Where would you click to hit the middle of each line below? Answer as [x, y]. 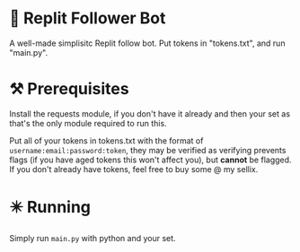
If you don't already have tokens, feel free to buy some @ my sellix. [134, 169]
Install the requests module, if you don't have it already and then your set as [150, 113]
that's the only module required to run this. [88, 123]
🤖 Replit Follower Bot [88, 18]
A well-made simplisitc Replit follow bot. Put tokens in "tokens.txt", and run [147, 43]
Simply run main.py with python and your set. [93, 238]
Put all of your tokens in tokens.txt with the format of [106, 140]
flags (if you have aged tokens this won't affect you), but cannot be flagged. [150, 160]
